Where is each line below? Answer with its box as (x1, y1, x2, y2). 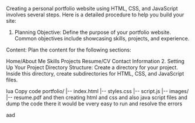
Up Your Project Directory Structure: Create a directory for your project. (6, 64, 178, 71)
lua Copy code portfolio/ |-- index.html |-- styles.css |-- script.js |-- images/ (6, 88, 189, 94)
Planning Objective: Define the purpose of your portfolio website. (14, 29, 171, 36)
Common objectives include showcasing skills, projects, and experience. (14, 35, 190, 42)
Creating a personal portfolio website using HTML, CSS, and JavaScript (6, 5, 178, 12)
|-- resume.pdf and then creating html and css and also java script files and (6, 94, 188, 101)
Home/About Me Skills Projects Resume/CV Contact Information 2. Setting (6, 58, 185, 64)
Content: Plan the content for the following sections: (6, 46, 131, 53)
